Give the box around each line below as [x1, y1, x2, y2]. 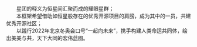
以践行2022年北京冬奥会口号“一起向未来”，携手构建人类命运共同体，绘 [16, 27, 188, 34]
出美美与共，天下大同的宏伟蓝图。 [6, 35, 89, 41]
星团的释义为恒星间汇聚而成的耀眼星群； [16, 5, 114, 12]
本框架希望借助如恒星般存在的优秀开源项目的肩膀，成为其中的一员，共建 [16, 12, 191, 19]
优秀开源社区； [6, 20, 42, 26]
